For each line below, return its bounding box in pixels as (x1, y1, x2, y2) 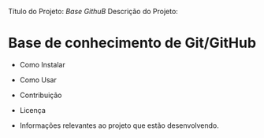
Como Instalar (19, 60, 65, 69)
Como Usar (19, 74, 57, 85)
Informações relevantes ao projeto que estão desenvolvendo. (19, 121, 219, 130)
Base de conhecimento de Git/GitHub (8, 34, 257, 52)
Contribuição (19, 90, 62, 100)
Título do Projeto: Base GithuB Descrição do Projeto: (8, 7, 179, 16)
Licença (19, 105, 46, 114)
